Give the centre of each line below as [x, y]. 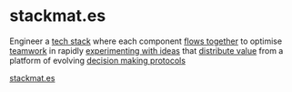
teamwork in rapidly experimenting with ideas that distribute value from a [146, 50]
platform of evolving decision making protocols [98, 60]
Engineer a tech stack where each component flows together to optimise [146, 41]
